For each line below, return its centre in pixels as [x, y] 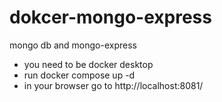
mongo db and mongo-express [73, 45]
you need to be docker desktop [88, 64]
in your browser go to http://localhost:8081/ [113, 85]
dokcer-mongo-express [110, 17]
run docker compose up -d [79, 75]
